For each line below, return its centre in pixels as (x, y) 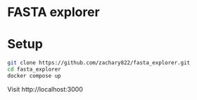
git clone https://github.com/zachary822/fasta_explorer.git (99, 63)
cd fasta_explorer (34, 69)
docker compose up (34, 76)
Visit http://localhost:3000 (45, 89)
